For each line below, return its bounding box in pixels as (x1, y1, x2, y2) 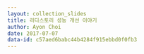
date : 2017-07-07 (7, 29, 59, 37)
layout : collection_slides (7, 10, 87, 18)
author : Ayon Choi (7, 23, 61, 30)
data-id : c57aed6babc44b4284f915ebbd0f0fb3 (7, 36, 138, 43)
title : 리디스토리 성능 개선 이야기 (7, 17, 97, 24)
